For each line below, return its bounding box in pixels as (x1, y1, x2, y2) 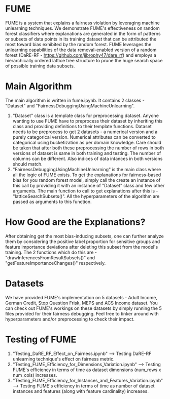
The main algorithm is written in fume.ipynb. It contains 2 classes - (5, 97, 145, 103)
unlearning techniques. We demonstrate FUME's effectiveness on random (5, 25, 160, 31)
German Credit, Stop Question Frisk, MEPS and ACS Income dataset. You (5, 300, 158, 306)
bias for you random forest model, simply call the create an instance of (12, 177, 161, 183)
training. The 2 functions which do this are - (5, 249, 97, 255)
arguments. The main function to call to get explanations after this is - (12, 188, 158, 194)
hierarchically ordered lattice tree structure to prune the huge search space (5, 57, 163, 63)
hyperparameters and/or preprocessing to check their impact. (5, 316, 135, 322)
